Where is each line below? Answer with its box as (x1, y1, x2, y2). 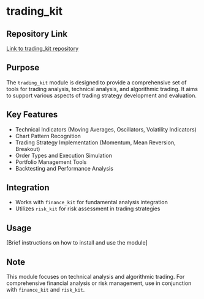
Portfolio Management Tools (15, 158, 87, 166)
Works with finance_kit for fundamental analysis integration (15, 199, 168, 206)
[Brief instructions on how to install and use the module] (6, 239, 148, 246)
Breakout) (15, 145, 40, 152)
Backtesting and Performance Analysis (15, 164, 113, 172)
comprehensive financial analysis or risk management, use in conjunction (6, 279, 192, 287)
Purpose (6, 62, 40, 73)
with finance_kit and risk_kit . (6, 286, 85, 293)
